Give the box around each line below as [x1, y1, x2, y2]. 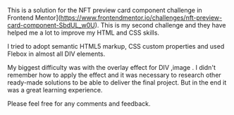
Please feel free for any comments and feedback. [7, 99, 151, 108]
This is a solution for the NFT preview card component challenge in [7, 6, 202, 14]
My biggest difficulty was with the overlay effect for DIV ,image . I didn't [7, 63, 216, 71]
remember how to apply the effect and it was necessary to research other [7, 71, 222, 79]
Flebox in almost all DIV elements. [7, 49, 106, 58]
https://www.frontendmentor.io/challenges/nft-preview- [60, 13, 223, 22]
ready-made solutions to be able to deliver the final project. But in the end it [7, 78, 227, 87]
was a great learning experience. [7, 86, 103, 94]
